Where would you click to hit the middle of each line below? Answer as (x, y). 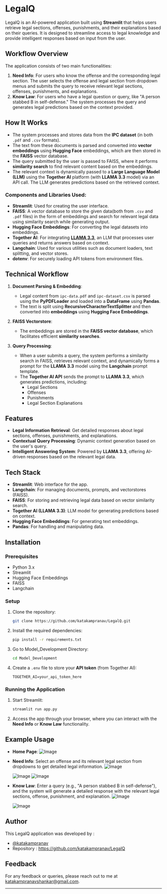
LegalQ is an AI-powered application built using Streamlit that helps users (81, 22)
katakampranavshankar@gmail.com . (42, 881)
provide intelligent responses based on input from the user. (66, 38)
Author (16, 822)
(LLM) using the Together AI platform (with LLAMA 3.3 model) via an (83, 177)
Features (19, 418)
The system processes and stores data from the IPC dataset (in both (83, 135)
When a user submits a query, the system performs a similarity (84, 355)
